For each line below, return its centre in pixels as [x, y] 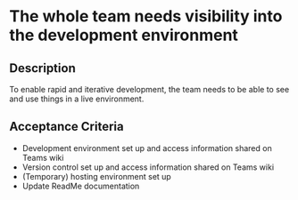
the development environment [124, 35]
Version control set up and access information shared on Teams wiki [148, 167]
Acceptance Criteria [66, 127]
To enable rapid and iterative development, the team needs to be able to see [149, 89]
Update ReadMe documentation [81, 186]
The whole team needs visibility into [146, 16]
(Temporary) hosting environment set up [96, 176]
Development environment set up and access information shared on [147, 148]
